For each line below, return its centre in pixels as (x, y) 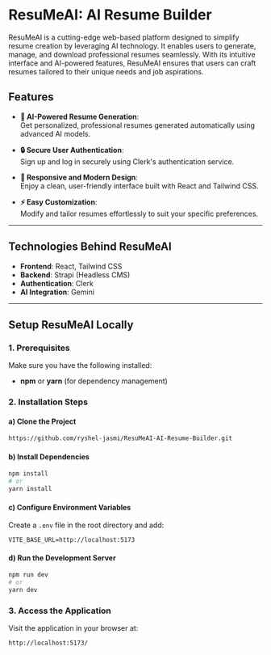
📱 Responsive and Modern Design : (79, 177)
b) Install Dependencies (49, 456)
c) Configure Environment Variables (70, 507)
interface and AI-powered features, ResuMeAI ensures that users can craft (132, 63)
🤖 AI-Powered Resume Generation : (79, 116)
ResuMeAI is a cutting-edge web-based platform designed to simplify (124, 37)
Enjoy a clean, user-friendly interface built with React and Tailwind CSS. (139, 186)
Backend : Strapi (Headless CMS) (75, 275)
